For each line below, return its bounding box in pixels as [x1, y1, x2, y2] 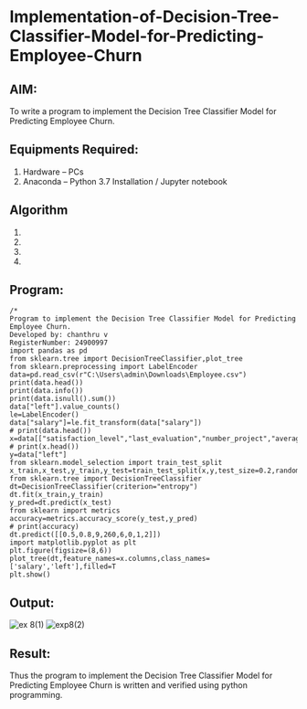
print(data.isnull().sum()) [9, 395, 117, 404]
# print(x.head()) [9, 442, 79, 451]
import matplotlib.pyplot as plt [9, 538, 137, 547]
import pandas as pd [9, 346, 89, 355]
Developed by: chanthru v [9, 331, 108, 340]
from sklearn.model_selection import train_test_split [9, 459, 223, 468]
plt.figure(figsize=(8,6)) [9, 546, 112, 556]
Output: [9, 595, 55, 610]
